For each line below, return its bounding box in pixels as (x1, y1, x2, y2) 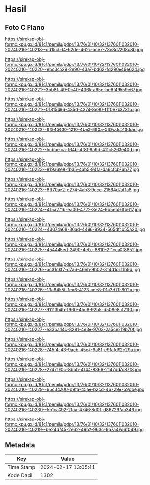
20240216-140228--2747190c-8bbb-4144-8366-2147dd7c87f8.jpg (5, 367, 142, 372)
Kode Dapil (7, 472, 33, 479)
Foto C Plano (5, 23, 45, 32)
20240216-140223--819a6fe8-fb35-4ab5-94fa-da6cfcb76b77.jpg (5, 166, 139, 172)
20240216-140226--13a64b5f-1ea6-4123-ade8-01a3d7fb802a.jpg (5, 287, 140, 292)
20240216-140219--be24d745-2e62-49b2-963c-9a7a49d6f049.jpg (5, 427, 144, 432)
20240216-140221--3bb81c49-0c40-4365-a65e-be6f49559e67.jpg (5, 87, 143, 92)
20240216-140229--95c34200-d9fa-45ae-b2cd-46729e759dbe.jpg (5, 387, 145, 392)
